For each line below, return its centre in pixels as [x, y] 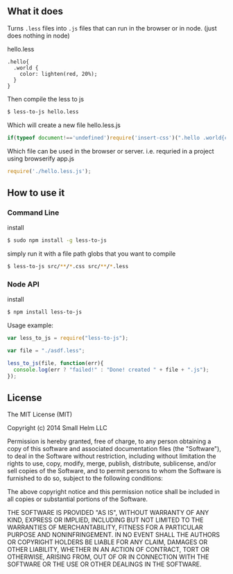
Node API [23, 284]
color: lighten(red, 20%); [59, 74]
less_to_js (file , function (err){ [55, 363]
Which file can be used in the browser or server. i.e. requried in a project [111, 151]
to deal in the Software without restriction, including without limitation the [112, 456]
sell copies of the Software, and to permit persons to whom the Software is [114, 471]
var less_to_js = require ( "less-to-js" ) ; [68, 338]
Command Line [33, 213]
